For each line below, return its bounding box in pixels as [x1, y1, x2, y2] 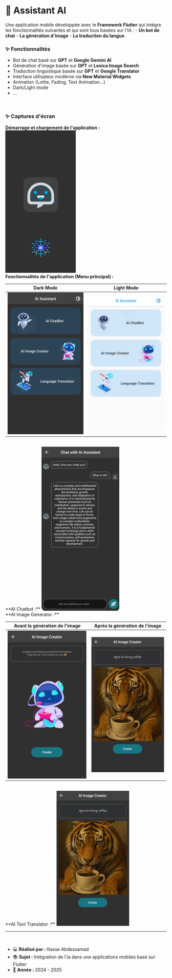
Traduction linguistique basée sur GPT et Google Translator [12, 68, 140, 74]
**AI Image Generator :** [5, 611, 59, 617]
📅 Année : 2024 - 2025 [12, 967, 62, 973]
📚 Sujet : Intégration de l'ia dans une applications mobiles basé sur [12, 954, 156, 960]
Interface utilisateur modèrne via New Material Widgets [12, 74, 132, 80]
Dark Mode [33, 285, 58, 291]
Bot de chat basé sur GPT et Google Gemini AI [12, 57, 112, 63]
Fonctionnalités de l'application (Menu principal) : [5, 273, 114, 279]
